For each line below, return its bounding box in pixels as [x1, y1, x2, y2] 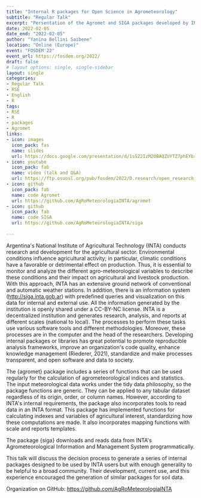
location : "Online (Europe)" [6, 42, 79, 48]
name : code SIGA [11, 215, 52, 221]
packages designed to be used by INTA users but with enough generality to [6, 461, 193, 468]
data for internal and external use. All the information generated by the [6, 299, 180, 306]
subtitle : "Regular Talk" [6, 14, 71, 20]
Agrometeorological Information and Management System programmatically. [6, 443, 195, 450]
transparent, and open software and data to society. [6, 356, 135, 363]
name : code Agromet [11, 192, 60, 198]
